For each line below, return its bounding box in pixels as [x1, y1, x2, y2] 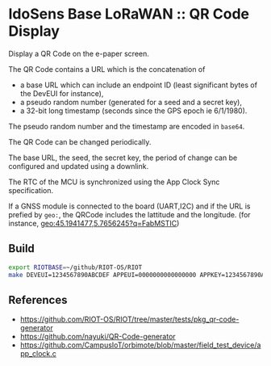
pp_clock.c [19, 349, 56, 359]
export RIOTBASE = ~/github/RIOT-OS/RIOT [8, 263, 143, 271]
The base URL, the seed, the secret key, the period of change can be [8, 153, 238, 162]
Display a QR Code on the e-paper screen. [8, 48, 149, 58]
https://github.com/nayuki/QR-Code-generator [19, 332, 176, 342]
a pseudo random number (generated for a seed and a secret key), [19, 97, 242, 107]
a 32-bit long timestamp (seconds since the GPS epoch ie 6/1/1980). [19, 106, 248, 116]
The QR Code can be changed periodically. [8, 137, 152, 146]
